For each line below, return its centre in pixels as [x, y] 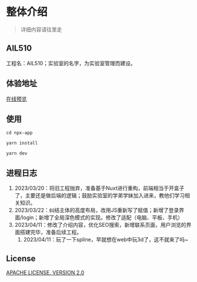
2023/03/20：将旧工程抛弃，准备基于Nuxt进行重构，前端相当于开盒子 [99, 188]
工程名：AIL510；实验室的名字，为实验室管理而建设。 [71, 63]
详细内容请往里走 [41, 29]
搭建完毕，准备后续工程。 [51, 232]
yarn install [22, 143]
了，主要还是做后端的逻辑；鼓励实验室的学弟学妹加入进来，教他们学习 [100, 196]
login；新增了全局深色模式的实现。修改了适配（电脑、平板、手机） [102, 217]
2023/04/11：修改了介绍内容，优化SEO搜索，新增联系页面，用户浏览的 [100, 225]
